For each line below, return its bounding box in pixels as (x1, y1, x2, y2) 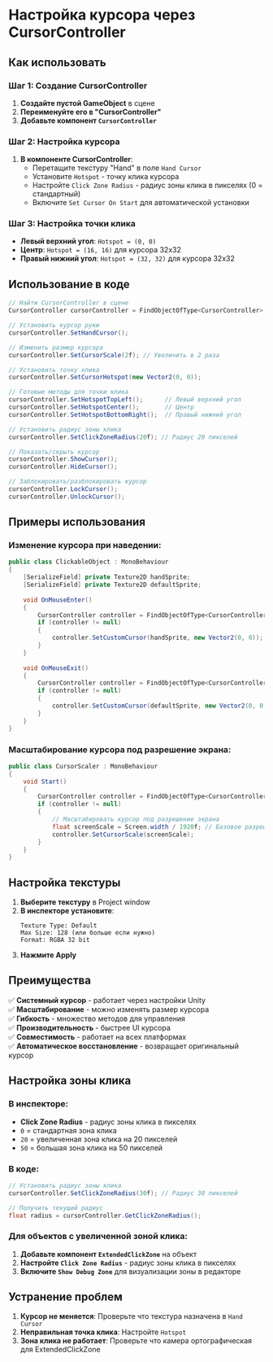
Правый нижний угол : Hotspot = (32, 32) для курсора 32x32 (19, 254, 236, 264)
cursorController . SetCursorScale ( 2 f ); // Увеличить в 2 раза (8, 351, 220, 359)
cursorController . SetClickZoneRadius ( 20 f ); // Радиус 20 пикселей (8, 433, 238, 441)
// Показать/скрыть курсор (8, 448, 100, 456)
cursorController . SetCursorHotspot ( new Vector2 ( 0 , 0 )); (8, 373, 201, 382)
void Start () (23, 777, 67, 786)
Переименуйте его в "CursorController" (19, 107, 162, 116)
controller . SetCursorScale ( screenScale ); (51, 830, 195, 839)
